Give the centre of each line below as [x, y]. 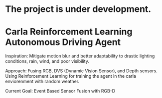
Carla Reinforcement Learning [69, 32]
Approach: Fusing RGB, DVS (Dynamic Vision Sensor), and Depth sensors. [81, 71]
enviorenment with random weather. [42, 81]
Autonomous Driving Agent [63, 42]
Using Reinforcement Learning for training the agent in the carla [71, 76]
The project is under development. [78, 9]
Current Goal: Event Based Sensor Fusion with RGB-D [60, 91]
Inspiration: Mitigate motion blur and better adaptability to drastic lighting [80, 56]
